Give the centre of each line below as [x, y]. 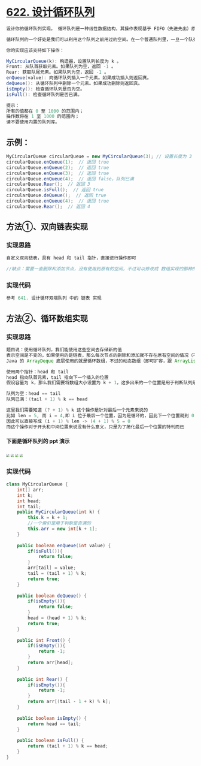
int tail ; [29, 506]
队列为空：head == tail [33, 394]
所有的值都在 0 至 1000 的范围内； [45, 111]
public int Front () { [44, 640]
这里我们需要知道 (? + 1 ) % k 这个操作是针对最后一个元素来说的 [77, 410]
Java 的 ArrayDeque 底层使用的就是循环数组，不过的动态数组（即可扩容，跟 [89, 361]
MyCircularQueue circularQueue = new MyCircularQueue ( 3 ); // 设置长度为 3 [99, 156]
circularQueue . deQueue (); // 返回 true [56, 195]
